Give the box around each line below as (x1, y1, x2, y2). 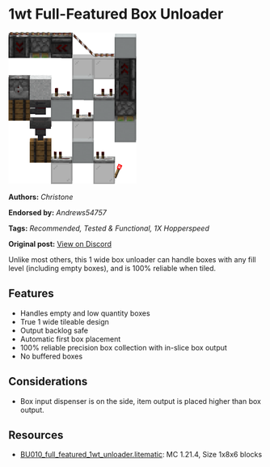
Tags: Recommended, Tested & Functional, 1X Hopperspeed (8, 223, 210, 233)
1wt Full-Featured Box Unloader (8, 5, 224, 23)
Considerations (8, 375, 88, 388)
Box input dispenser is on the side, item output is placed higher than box (19, 396, 261, 405)
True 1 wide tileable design (19, 316, 109, 326)
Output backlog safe (19, 325, 89, 335)
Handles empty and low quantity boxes (19, 308, 151, 318)
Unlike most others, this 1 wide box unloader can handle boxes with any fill (8, 254, 256, 264)
